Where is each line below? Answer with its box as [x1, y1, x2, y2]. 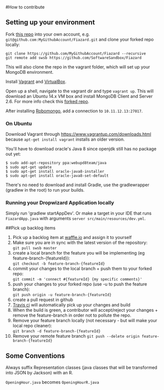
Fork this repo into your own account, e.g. [5, 31, 90, 37]
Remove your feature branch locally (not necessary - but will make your [12, 318, 158, 324]
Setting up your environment [5, 18, 95, 26]
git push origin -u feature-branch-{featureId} [12, 293, 112, 298]
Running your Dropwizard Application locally [5, 199, 115, 206]
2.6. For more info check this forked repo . [5, 98, 90, 104]
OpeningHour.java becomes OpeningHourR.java [5, 379, 99, 385]
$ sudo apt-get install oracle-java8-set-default [5, 173, 109, 178]
